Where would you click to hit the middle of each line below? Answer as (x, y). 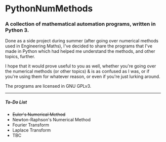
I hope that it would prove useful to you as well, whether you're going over (81, 66)
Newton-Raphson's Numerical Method (51, 120)
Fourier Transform (31, 125)
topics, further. (20, 57)
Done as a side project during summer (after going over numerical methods (82, 41)
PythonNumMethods (49, 9)
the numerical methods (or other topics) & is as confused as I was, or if (77, 71)
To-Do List (16, 102)
